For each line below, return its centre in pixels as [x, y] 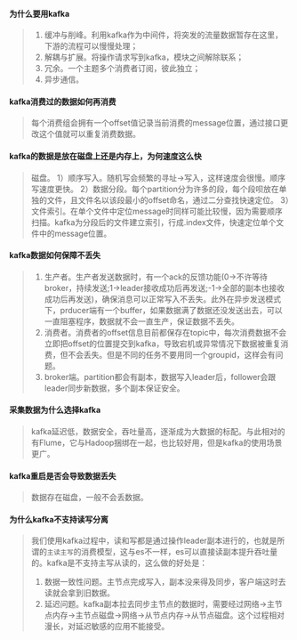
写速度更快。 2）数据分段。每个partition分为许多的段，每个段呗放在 [155, 189]
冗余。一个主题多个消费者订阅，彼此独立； [122, 69]
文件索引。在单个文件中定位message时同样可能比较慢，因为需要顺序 [157, 211]
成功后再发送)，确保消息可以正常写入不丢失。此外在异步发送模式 [163, 299]
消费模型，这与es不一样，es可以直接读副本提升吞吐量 [180, 552]
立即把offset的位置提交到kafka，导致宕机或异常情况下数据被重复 [162, 344]
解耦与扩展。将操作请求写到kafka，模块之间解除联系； [144, 57]
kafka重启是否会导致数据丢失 [63, 475]
